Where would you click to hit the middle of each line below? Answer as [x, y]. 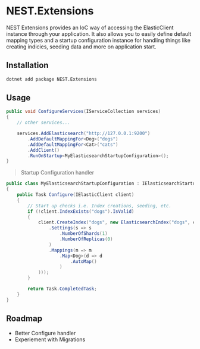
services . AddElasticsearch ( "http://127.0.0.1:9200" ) [84, 134]
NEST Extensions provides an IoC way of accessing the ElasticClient [90, 27]
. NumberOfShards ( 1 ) [84, 234]
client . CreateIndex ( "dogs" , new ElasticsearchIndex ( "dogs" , [114, 222]
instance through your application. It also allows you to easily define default [99, 33]
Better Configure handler [45, 333]
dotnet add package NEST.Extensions [51, 79]
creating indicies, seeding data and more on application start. [81, 47]
